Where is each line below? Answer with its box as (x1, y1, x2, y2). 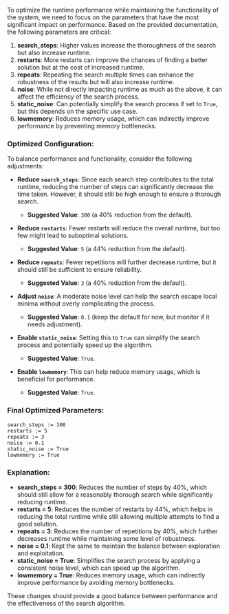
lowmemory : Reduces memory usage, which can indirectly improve (17, 115, 210, 123)
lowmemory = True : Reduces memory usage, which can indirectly (17, 571, 206, 579)
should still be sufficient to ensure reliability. (17, 266, 142, 274)
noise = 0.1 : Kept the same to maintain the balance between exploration (17, 542, 221, 550)
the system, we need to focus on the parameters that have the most (7, 13, 199, 21)
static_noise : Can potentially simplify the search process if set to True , (17, 100, 218, 108)
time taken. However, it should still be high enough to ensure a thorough (17, 190, 221, 199)
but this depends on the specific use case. (17, 107, 138, 115)
